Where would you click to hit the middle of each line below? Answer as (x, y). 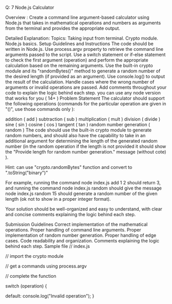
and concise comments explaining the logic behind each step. (71, 214)
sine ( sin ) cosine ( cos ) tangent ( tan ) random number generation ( (78, 125)
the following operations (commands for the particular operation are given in (86, 104)
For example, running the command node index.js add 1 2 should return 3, (83, 183)
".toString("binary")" (27, 173)
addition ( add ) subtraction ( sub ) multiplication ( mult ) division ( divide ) (83, 119)
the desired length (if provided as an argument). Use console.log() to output (85, 76)
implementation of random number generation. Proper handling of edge (81, 235)
